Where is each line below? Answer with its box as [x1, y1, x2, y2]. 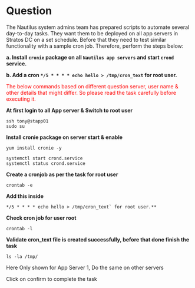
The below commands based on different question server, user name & [6, 82, 179, 90]
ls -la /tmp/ [6, 253, 38, 260]
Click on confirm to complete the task [6, 275, 97, 282]
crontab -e [6, 182, 33, 188]
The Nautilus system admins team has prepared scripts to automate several [6, 24, 190, 31]
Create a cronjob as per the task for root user [6, 171, 118, 178]
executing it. [6, 95, 37, 102]
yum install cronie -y [6, 145, 62, 151]
